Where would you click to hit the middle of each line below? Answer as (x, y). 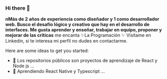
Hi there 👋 (18, 8)
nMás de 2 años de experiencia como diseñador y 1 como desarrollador (82, 19)
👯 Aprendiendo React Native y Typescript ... (59, 71)
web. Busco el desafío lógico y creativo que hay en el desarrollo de (77, 24)
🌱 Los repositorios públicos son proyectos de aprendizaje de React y (85, 61)
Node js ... (23, 66)
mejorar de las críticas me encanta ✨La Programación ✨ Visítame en (78, 35)
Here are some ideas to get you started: (47, 51)
